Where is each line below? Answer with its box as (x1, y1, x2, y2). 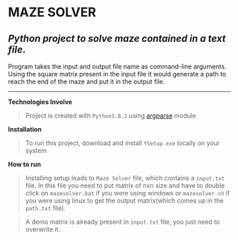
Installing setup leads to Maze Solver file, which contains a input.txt (25, 174, 225, 182)
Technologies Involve (8, 98, 73, 106)
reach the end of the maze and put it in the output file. (8, 77, 165, 86)
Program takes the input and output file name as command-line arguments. (8, 62, 227, 71)
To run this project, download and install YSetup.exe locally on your (25, 139, 220, 147)
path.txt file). (25, 204, 66, 212)
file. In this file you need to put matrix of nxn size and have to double (25, 181, 225, 190)
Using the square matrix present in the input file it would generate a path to (8, 70, 227, 78)
